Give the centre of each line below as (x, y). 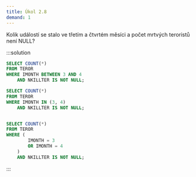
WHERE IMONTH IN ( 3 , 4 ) (36, 102)
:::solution (19, 52)
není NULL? (20, 41)
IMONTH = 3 (41, 141)
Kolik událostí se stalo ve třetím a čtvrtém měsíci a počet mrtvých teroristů (98, 34)
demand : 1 (19, 17)
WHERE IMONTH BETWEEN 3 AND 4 (44, 75)
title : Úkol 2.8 (26, 12)
